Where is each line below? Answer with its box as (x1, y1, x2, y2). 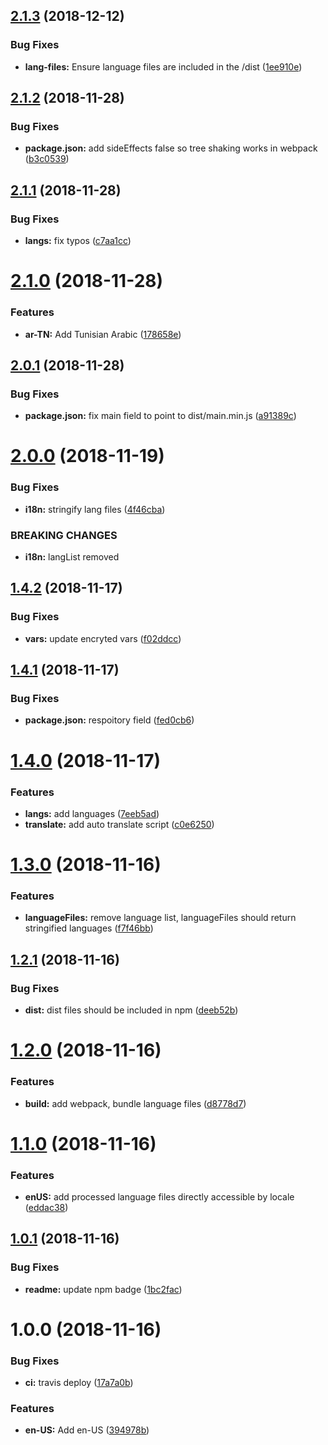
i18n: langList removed (24, 551, 120, 563)
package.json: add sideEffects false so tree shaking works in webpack (24, 142, 318, 154)
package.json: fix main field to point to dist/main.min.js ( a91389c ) (24, 410, 297, 422)
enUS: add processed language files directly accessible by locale (24, 1191, 295, 1203)
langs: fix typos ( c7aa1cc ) (24, 235, 132, 247)
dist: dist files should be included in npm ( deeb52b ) (24, 1004, 239, 1016)
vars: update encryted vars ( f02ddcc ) (24, 632, 182, 644)
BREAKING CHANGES (10, 528, 118, 542)
